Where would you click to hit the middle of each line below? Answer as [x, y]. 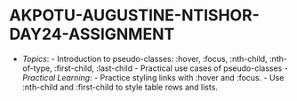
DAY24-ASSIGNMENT [92, 34]
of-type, [37, 68]
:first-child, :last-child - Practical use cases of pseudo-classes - [171, 68]
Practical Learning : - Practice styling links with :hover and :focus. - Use [153, 77]
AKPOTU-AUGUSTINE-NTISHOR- [134, 16]
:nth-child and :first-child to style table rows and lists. [120, 87]
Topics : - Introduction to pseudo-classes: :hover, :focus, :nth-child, [145, 58]
